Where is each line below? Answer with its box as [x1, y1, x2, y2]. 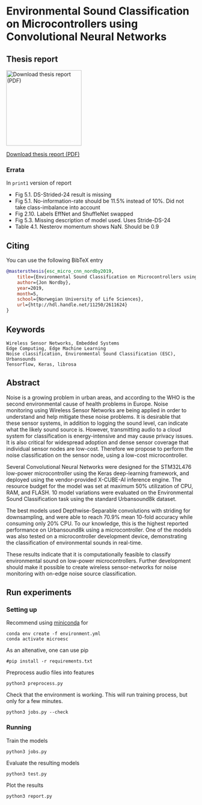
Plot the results [6, 781, 44, 789]
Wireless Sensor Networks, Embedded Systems [6, 340, 120, 346]
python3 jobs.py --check [6, 709, 69, 716]
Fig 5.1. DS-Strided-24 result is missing [14, 191, 112, 199]
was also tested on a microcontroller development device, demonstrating [6, 532, 188, 539]
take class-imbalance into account [14, 204, 100, 211]
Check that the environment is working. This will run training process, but [6, 691, 188, 698]
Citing [6, 240, 29, 251]
